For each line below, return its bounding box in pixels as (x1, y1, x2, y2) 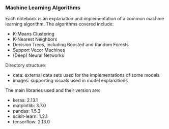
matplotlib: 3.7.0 (12, 103, 46, 109)
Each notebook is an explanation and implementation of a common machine (5, 16, 164, 22)
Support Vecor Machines (12, 47, 65, 53)
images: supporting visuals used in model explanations (12, 78, 128, 84)
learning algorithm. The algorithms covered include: (5, 21, 114, 27)
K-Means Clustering (12, 31, 55, 37)
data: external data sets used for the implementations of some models (12, 72, 160, 78)
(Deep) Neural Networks (12, 52, 65, 58)
